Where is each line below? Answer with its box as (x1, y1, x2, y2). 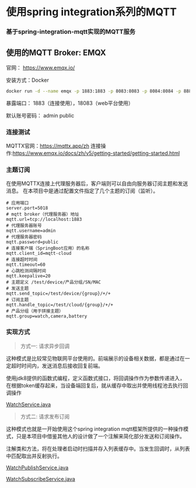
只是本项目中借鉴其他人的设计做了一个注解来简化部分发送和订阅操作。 (16, 432, 185, 439)
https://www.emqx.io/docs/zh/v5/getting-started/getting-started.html (12, 150, 180, 157)
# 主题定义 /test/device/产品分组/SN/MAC (6, 279, 101, 285)
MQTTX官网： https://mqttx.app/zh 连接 (6, 143, 101, 150)
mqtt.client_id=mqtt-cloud (6, 251, 72, 257)
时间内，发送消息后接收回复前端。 (21, 362, 103, 369)
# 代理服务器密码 (6, 234, 42, 240)
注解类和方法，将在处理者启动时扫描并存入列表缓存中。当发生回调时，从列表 (6, 445, 190, 452)
